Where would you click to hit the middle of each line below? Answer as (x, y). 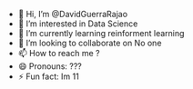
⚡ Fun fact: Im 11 (48, 76)
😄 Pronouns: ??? (50, 66)
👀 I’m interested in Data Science (78, 24)
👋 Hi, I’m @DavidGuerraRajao (73, 14)
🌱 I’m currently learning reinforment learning (101, 33)
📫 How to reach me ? (59, 53)
